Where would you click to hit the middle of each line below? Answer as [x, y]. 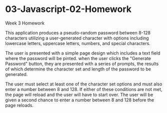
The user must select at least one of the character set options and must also [84, 84]
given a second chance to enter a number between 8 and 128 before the [79, 100]
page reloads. [19, 105]
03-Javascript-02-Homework [68, 9]
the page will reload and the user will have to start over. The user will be [79, 94]
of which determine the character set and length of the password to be [78, 69]
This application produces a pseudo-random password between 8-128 [78, 32]
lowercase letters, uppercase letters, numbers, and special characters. [78, 43]
